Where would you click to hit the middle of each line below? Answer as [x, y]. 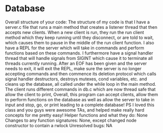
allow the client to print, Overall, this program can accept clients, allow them [81, 94]
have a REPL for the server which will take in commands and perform [75, 48]
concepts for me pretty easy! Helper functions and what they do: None [76, 115]
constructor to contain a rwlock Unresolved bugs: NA [59, 125]
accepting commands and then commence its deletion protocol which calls [81, 74]
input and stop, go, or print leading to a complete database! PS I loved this [80, 105]
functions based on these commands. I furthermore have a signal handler [79, 53]
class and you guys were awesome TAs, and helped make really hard [75, 110]
